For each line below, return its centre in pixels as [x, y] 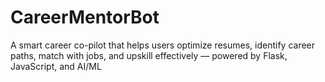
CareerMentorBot [85, 17]
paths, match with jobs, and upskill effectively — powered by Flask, [149, 55]
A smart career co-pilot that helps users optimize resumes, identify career [163, 45]
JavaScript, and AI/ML [56, 66]
